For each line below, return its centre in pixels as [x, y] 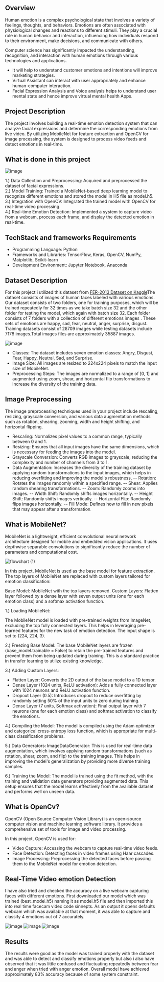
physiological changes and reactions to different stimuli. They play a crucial [81, 30]
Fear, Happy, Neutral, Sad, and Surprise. [53, 358]
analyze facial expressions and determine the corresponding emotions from [82, 128]
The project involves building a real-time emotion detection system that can [81, 123]
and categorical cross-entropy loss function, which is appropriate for [75, 731]
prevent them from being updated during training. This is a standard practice [82, 655]
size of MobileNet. [31, 369]
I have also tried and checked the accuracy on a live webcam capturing [77, 891]
